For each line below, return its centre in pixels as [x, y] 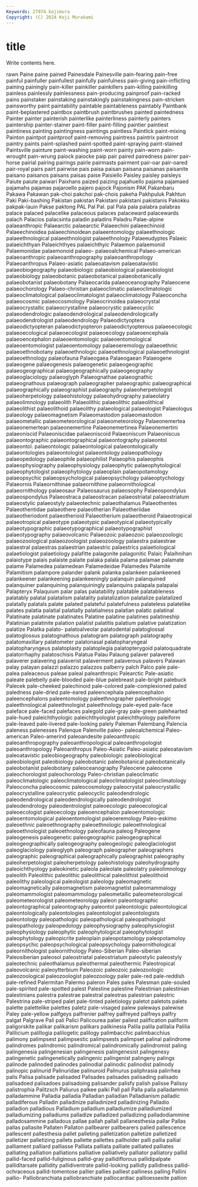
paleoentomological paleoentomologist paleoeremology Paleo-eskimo [91, 818]
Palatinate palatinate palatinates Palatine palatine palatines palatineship [93, 617]
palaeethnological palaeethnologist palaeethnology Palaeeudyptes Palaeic [97, 239]
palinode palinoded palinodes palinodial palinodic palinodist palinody [90, 1064]
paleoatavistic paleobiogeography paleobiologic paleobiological [84, 756]
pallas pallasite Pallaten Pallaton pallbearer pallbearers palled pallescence [96, 1128]
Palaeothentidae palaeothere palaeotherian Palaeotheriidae [78, 510]
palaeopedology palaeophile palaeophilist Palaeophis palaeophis [85, 459]
